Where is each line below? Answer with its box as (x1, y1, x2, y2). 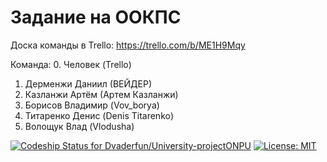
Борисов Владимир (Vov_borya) (24, 99, 160, 111)
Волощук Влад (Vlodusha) (24, 120, 135, 132)
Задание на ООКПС (10, 6, 182, 29)
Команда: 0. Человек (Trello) (10, 58, 132, 70)
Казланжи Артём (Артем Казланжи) (24, 88, 179, 100)
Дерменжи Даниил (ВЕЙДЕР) (24, 77, 153, 90)
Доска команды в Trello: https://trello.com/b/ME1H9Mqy (10, 39, 246, 51)
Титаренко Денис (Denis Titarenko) (24, 109, 175, 121)
